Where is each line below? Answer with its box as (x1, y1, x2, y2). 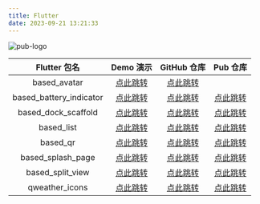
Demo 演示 (111, 62, 152, 73)
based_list (39, 122, 78, 133)
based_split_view (26, 166, 90, 178)
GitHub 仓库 (160, 62, 206, 73)
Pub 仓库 (213, 62, 247, 73)
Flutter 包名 (35, 62, 80, 73)
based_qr (39, 137, 76, 148)
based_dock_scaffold (17, 106, 98, 118)
